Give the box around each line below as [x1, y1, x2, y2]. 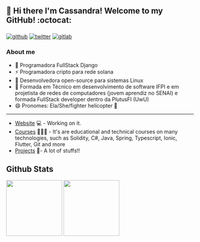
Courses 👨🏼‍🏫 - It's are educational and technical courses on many [14, 128, 178, 135]
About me [6, 48, 36, 56]
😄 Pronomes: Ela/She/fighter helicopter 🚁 [14, 102, 118, 109]
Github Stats [6, 164, 54, 174]
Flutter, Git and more [14, 140, 65, 147]
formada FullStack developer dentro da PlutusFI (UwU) [14, 96, 149, 103]
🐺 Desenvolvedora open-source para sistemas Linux [14, 77, 144, 84]
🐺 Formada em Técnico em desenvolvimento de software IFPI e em [14, 83, 179, 90]
